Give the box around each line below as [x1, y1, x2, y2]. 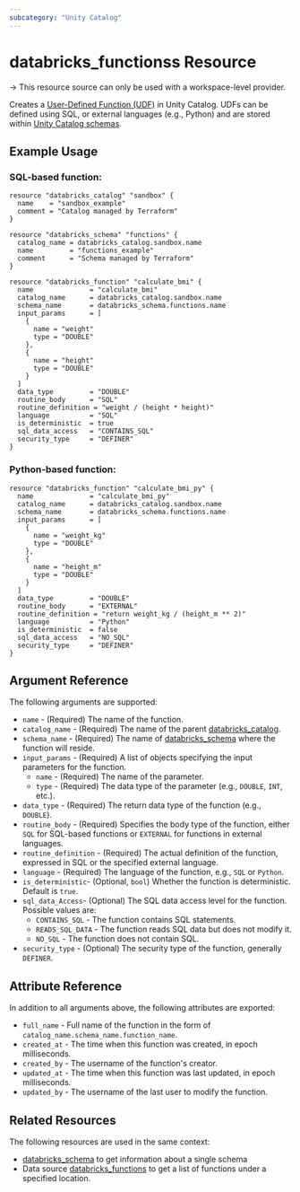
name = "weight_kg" [32, 530, 106, 539]
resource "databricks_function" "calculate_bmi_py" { [9, 484, 215, 493]
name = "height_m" [32, 562, 102, 571]
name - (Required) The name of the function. [21, 714, 184, 725]
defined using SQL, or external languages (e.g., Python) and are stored [9, 109, 270, 119]
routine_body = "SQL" [17, 396, 118, 405]
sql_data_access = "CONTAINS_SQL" [17, 427, 154, 436]
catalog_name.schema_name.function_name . [21, 1030, 177, 1040]
